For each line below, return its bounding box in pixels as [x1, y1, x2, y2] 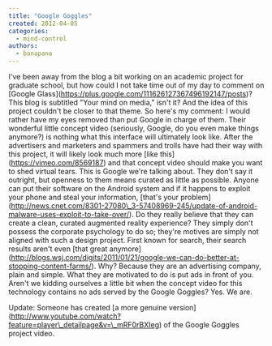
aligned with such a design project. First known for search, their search [8, 236, 247, 245]
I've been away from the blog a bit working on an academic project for [8, 72, 244, 81]
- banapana [15, 49, 53, 58]
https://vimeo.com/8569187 [11, 158, 104, 167]
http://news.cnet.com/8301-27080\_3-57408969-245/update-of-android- [11, 201, 258, 211]
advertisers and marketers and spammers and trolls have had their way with [8, 141, 263, 150]
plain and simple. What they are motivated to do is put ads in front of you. [8, 270, 254, 280]
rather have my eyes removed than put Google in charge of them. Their [8, 115, 246, 124]
